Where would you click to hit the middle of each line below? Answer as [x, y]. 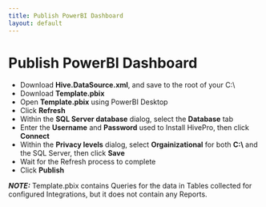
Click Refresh [42, 111]
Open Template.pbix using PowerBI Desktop [94, 102]
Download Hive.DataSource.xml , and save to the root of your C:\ [127, 85]
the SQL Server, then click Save [73, 153]
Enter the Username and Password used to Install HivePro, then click [135, 128]
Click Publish [42, 170]
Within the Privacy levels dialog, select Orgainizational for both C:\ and [139, 144]
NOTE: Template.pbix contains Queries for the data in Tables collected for [130, 186]
